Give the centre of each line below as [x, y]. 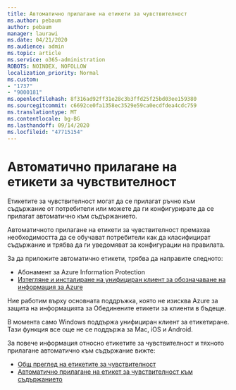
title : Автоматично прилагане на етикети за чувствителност [98, 14]
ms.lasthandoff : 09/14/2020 [49, 125]
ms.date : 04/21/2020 [38, 40]
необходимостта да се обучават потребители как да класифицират [109, 238]
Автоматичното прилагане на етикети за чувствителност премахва [109, 230]
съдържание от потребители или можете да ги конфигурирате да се [111, 209]
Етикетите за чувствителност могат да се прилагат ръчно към [101, 201]
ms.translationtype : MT [42, 112]
